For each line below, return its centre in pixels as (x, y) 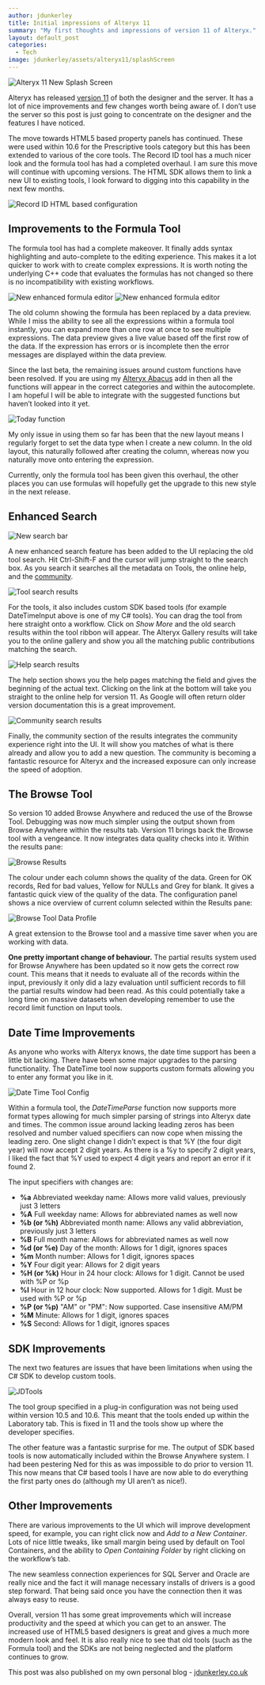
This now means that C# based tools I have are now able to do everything (128, 1472)
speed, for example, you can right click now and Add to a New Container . (128, 1533)
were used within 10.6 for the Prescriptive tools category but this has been (129, 147)
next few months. (36, 189)
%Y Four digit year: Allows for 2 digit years (90, 1265)
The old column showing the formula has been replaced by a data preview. (130, 312)
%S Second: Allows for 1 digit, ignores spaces (95, 1324)
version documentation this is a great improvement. (92, 705)
